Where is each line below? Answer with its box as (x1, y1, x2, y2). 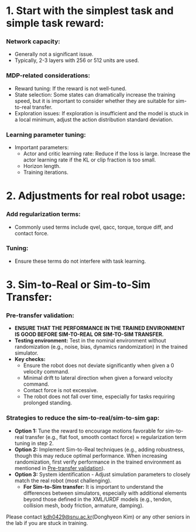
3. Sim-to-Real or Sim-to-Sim (6, 278, 151, 291)
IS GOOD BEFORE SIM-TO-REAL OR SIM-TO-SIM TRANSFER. (14, 331, 164, 338)
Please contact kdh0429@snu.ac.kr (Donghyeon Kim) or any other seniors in (6, 513, 190, 520)
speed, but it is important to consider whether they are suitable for (14, 97, 174, 104)
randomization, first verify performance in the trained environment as (14, 458, 181, 465)
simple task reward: (6, 16, 104, 30)
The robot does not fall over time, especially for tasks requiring (23, 393, 176, 400)
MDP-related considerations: (6, 71, 91, 80)
